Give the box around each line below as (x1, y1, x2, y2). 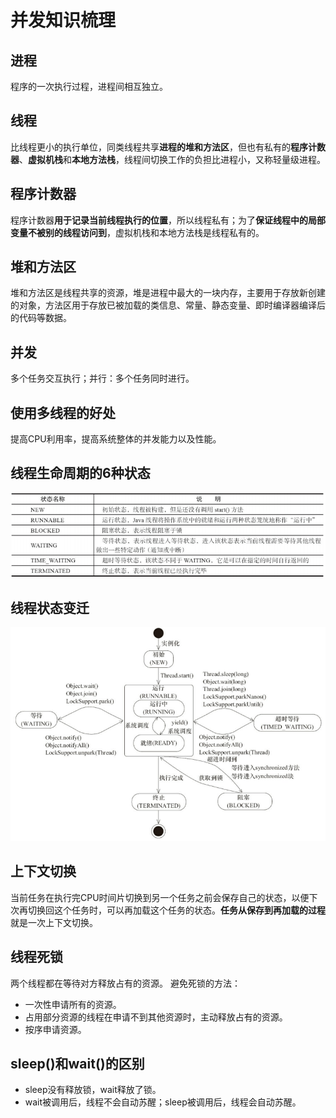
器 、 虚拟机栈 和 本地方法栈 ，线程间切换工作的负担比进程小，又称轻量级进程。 (10, 153, 326, 165)
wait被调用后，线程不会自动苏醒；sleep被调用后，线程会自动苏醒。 (24, 1096, 302, 1108)
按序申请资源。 (24, 1023, 87, 1035)
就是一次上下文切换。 (10, 916, 98, 928)
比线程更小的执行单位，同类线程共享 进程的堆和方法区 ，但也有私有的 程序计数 (10, 141, 326, 153)
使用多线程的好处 (10, 404, 116, 421)
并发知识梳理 (10, 9, 117, 32)
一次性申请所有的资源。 (24, 998, 122, 1010)
